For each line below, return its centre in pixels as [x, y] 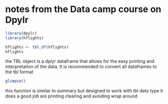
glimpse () [16, 81]
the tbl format [19, 72]
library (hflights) [24, 38]
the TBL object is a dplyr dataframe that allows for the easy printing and [80, 61]
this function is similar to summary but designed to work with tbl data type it [84, 91]
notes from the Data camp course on [83, 9]
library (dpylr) [21, 33]
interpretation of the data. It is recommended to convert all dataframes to [81, 67]
